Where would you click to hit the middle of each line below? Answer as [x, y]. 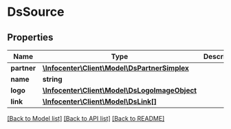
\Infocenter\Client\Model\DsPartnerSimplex [115, 68]
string [53, 79]
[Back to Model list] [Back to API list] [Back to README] [86, 118]
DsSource [36, 12]
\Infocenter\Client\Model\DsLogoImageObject [120, 90]
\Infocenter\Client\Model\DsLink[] [99, 102]
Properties [30, 37]
